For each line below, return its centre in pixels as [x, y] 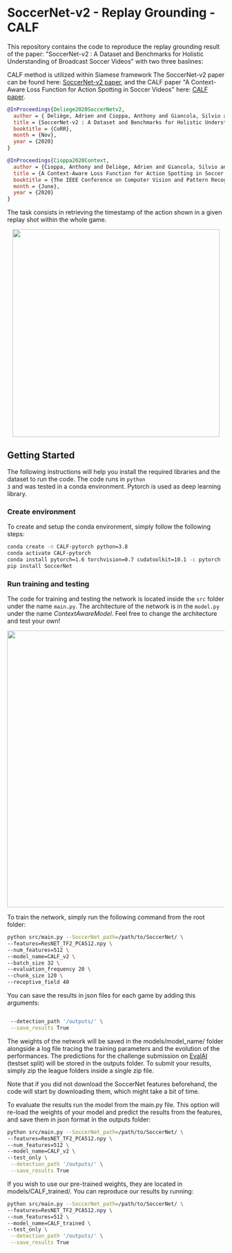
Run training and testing [48, 584]
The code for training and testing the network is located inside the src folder [116, 599]
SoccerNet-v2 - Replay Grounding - [111, 13]
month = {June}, [37, 186]
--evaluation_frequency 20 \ [49, 969]
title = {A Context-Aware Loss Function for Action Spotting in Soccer [119, 173]
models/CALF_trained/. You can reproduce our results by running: [100, 1191]
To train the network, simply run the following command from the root [106, 917]
